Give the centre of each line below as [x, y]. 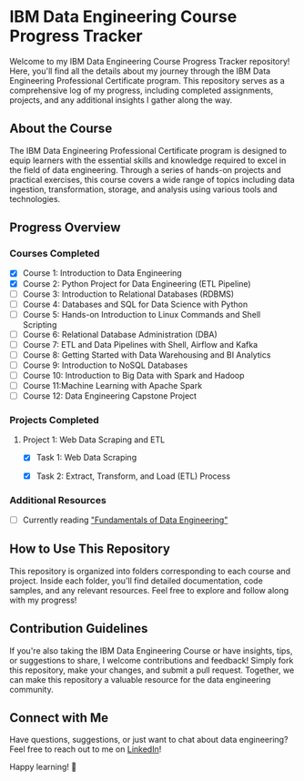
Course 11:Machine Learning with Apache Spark [112, 386]
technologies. [35, 198]
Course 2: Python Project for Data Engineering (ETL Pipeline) [137, 283]
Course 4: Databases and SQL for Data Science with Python [135, 304]
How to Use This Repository [90, 549]
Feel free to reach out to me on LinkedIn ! [86, 749]
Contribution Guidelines [79, 629]
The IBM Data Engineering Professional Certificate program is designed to [148, 150]
